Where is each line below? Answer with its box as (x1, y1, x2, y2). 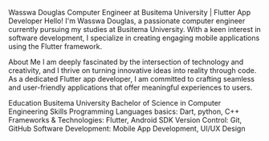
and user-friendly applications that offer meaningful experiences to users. (8, 83, 253, 92)
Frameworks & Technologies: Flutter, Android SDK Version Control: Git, (8, 115, 243, 124)
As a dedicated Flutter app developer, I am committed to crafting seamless (8, 75, 255, 83)
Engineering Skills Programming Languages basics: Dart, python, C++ (8, 107, 240, 116)
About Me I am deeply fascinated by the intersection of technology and (8, 57, 244, 66)
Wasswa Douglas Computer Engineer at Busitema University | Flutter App (8, 8, 251, 17)
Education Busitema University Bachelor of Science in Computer (8, 99, 222, 107)
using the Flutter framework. (8, 42, 103, 51)
